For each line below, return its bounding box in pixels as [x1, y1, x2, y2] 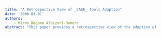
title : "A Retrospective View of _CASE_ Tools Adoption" [5, 7, 122, 12]
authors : [5, 16, 23, 21]
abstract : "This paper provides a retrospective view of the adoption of [5, 25, 157, 30]
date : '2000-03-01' [5, 12, 44, 16]
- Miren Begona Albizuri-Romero [14, 20, 79, 25]
